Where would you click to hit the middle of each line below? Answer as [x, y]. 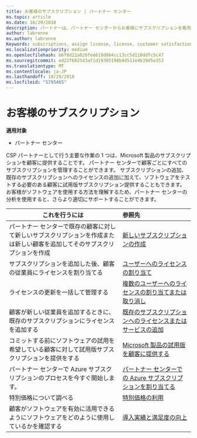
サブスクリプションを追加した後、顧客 [62, 264]
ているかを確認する [36, 426]
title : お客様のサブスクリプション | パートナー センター [69, 11]
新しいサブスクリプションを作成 [59, 235]
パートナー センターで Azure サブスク [61, 369]
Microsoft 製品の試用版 [154, 345]
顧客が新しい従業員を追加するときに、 [62, 312]
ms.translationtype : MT [35, 66]
